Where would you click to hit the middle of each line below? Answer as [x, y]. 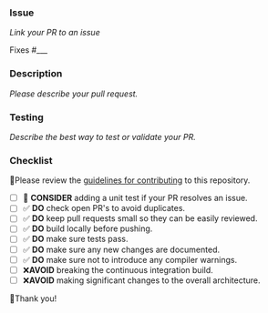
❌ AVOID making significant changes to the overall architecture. [142, 280]
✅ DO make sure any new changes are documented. [121, 249]
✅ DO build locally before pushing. [88, 228]
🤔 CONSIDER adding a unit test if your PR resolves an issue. [135, 198]
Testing [26, 117]
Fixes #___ [29, 50]
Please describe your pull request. [74, 94]
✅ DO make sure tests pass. [75, 239]
